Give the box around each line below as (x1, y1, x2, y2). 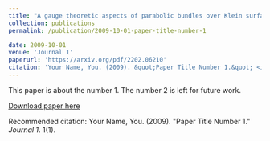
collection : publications (8, 19, 95, 27)
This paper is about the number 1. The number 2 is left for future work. (8, 85, 242, 95)
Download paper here (8, 101, 80, 111)
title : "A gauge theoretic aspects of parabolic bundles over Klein (8, 11, 243, 20)
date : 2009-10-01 (8, 41, 67, 49)
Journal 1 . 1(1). (8, 125, 56, 135)
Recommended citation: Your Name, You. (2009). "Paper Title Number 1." (8, 116, 251, 126)
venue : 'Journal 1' (8, 49, 74, 57)
